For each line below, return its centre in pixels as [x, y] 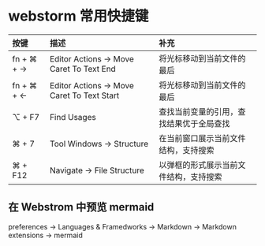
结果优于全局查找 [198, 123]
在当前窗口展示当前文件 [202, 138]
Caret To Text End [83, 69]
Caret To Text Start [85, 95]
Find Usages [73, 117]
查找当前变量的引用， [198, 111]
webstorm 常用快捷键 [78, 16]
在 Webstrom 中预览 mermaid [81, 207]
